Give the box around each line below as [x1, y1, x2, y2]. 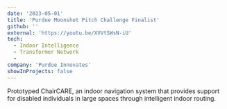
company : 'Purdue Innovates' [7, 61, 92, 68]
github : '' [7, 23, 39, 30]
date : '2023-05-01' [7, 10, 64, 17]
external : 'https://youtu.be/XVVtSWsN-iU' [7, 29, 132, 37]
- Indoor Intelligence [13, 42, 79, 49]
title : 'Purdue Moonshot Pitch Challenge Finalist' [7, 17, 160, 23]
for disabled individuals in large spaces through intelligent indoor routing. [7, 94, 217, 102]
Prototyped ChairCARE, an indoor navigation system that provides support [7, 87, 220, 95]
